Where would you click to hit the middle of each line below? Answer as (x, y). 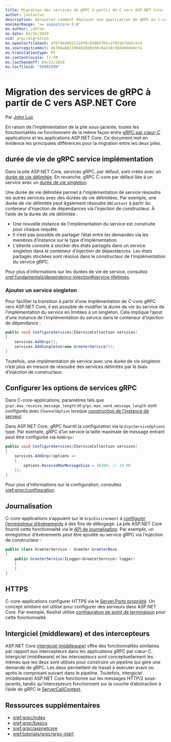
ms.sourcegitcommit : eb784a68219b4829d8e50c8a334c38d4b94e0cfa (74, 48)
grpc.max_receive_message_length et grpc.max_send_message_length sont (81, 405)
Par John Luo (19, 117)
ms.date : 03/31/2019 (27, 34)
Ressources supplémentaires (53, 705)
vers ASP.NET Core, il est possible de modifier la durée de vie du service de (85, 307)
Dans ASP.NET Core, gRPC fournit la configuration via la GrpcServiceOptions (85, 426)
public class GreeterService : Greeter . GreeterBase (61, 549)
